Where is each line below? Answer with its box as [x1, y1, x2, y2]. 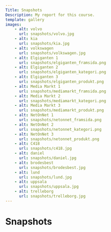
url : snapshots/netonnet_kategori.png [18, 127, 102, 132]
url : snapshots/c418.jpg [18, 146, 72, 151]
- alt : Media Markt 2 [14, 93, 60, 99]
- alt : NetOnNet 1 [14, 112, 54, 118]
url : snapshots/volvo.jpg [18, 31, 74, 36]
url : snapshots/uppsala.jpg [18, 184, 79, 189]
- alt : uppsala [14, 179, 47, 185]
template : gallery [5, 17, 45, 22]
